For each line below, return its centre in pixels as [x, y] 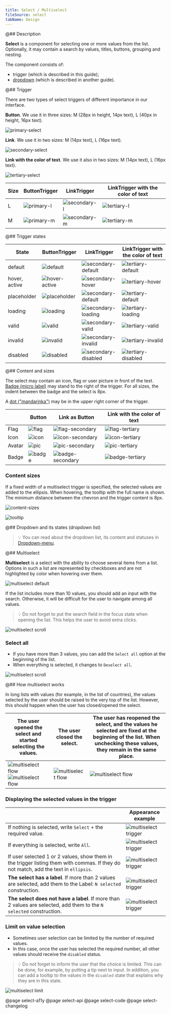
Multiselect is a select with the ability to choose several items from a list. [82, 563]
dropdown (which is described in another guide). [64, 80]
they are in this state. [40, 980]
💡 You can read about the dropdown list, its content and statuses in [88, 537]
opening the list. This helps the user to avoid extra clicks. [77, 620]
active [15, 285]
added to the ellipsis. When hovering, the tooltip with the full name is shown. [85, 492]
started [28, 740]
